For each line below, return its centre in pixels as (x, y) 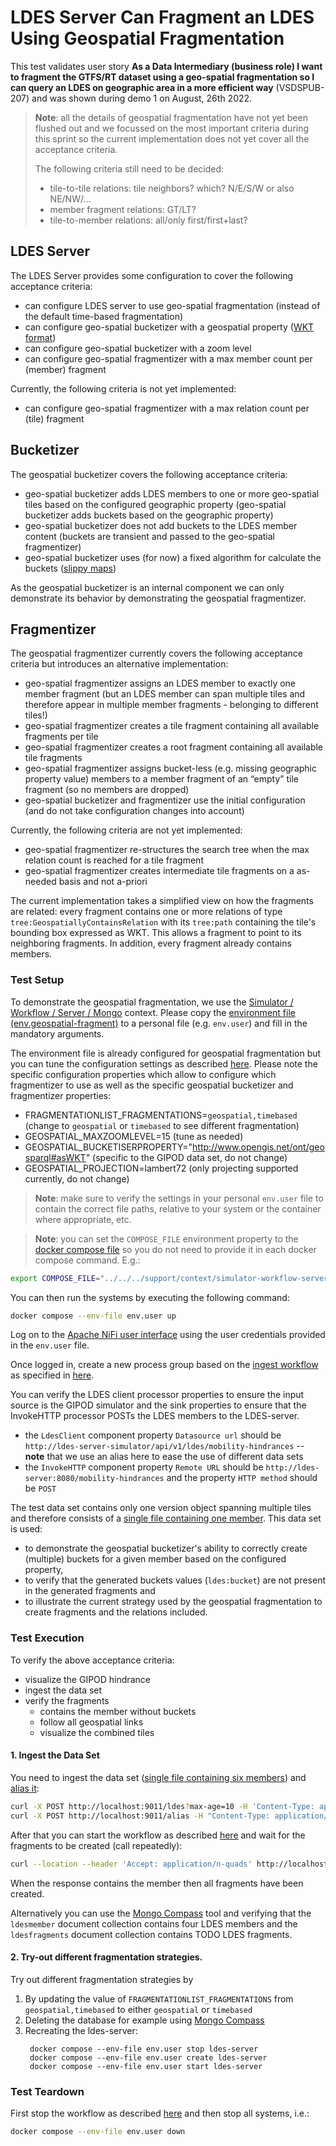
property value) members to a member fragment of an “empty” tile (161, 779)
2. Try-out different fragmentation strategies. (106, 1957)
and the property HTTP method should (242, 1478)
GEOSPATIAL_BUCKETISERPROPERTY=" (108, 1147)
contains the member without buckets (118, 1711)
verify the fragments (67, 1700)
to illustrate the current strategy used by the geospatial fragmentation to (173, 1602)
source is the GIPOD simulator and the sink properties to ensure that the (158, 1405)
